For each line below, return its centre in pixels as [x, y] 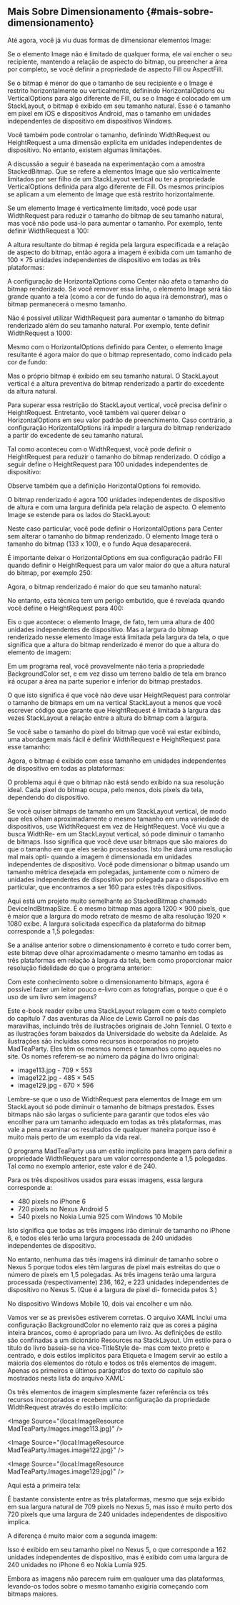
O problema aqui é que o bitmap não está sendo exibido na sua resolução [116, 782]
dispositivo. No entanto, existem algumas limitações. [85, 150]
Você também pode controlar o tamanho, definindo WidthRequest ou [109, 134]
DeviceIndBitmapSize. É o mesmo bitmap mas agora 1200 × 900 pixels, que [119, 908]
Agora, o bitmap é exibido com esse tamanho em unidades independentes [117, 761]
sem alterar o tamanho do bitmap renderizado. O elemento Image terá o [113, 536]
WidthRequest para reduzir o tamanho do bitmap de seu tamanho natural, [116, 215]
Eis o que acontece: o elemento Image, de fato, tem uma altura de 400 [111, 621]
